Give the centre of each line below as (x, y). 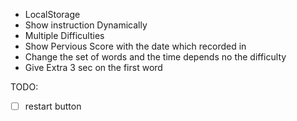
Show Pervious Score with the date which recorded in (135, 46)
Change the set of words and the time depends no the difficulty (155, 57)
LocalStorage (52, 14)
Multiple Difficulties (64, 35)
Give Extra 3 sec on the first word (93, 67)
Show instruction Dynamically (86, 25)
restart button (53, 106)
